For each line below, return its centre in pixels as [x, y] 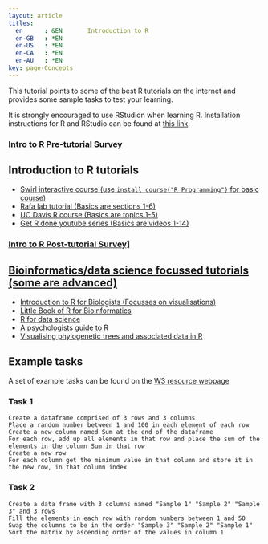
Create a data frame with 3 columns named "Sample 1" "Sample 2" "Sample [134, 504]
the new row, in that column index [68, 467]
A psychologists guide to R [64, 328]
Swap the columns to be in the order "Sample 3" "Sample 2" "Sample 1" [130, 525]
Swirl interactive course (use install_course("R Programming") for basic [139, 189]
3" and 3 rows [32, 511]
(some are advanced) [63, 283]
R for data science [50, 319]
